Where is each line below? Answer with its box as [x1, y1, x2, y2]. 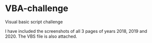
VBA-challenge [5, 3, 68, 14]
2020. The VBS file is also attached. [5, 33, 77, 39]
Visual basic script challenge [5, 19, 63, 25]
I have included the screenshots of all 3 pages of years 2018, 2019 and [5, 28, 148, 34]
